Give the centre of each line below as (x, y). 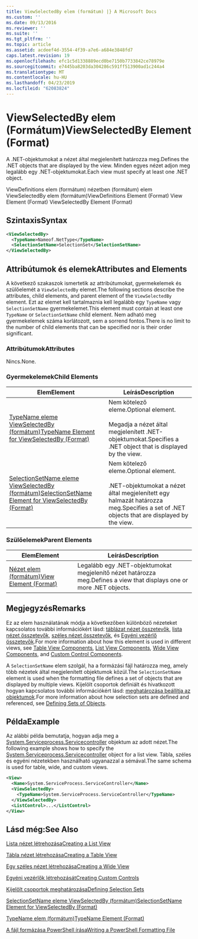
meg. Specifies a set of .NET (147, 507)
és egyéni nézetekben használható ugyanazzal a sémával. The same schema (99, 761)
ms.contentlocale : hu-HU (37, 77)
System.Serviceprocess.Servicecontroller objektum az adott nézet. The (92, 742)
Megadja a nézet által (138, 424)
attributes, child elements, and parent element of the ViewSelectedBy (89, 295)
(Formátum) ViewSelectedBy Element (99, 130)
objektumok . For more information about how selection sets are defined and (98, 697)
